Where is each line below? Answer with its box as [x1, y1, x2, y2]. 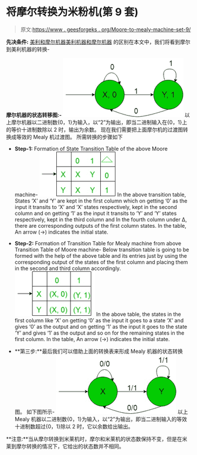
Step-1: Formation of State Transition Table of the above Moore [14, 145, 168, 152]
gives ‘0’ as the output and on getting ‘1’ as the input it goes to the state [14, 323, 188, 330]
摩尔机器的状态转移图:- [6, 111, 62, 118]
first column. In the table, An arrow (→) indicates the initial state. [14, 335, 170, 342]
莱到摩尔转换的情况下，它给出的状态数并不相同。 [6, 443, 124, 450]
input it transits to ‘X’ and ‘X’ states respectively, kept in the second [14, 203, 177, 210]
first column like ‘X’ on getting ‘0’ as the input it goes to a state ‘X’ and [14, 316, 184, 323]
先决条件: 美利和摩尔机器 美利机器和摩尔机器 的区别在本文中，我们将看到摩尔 [6, 38, 191, 45]
